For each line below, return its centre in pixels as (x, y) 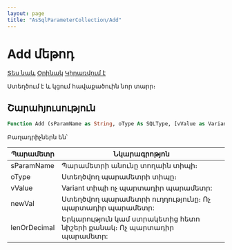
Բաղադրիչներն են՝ (37, 137)
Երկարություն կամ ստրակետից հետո (130, 219)
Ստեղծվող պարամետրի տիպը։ (119, 177)
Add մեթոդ (41, 54)
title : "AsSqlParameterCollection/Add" (65, 20)
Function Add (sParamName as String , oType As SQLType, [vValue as (106, 124)
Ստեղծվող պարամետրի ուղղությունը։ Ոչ (136, 199)
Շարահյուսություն (51, 108)
